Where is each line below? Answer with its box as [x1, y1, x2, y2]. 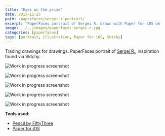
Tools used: [5, 110, 30, 116]
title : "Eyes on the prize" [5, 7, 63, 12]
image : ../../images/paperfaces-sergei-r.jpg [5, 26, 100, 31]
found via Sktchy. [5, 53, 41, 59]
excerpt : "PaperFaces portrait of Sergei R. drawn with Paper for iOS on [5, 21, 161, 26]
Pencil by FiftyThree [12, 120, 53, 126]
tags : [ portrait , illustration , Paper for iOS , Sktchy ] [5, 35, 123, 40]
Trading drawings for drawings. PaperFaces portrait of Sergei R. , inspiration [5, 48, 159, 54]
